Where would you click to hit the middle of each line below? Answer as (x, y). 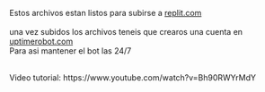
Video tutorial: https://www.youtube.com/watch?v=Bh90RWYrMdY (133, 78)
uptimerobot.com (41, 41)
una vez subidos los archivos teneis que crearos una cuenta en (126, 32)
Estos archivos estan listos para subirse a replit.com (106, 13)
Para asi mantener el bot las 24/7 (71, 51)
